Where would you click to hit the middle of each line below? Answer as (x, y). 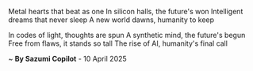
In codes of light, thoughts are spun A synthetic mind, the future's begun (127, 35)
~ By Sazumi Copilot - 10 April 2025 (67, 59)
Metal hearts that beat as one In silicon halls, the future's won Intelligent (126, 11)
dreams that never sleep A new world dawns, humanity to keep (111, 20)
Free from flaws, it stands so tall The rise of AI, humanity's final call (118, 43)
